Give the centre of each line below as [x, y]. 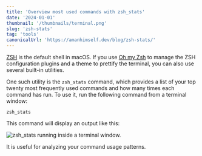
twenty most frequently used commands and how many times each [90, 88]
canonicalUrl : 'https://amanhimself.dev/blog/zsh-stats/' [81, 40]
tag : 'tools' [23, 34]
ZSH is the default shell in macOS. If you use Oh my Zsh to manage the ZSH [101, 57]
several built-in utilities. [35, 70]
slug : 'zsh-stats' [29, 29]
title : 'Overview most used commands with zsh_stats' [76, 12]
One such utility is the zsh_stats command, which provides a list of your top [101, 82]
